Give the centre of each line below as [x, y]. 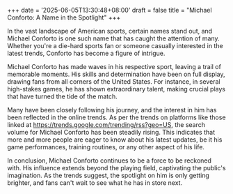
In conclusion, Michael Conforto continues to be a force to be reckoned [110, 161]
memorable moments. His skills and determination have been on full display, [116, 74]
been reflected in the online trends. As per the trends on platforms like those [116, 117]
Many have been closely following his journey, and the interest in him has [112, 110]
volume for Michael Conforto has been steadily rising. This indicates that [111, 132]
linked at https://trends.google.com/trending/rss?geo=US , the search [106, 125]
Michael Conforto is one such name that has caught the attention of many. [114, 38]
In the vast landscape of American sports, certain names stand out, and [110, 31]
